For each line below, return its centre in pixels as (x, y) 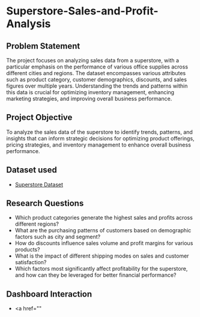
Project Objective (39, 117)
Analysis (29, 24)
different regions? (37, 224)
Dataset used (32, 170)
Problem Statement (43, 46)
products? (27, 250)
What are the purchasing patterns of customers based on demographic (103, 231)
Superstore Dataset (39, 184)
